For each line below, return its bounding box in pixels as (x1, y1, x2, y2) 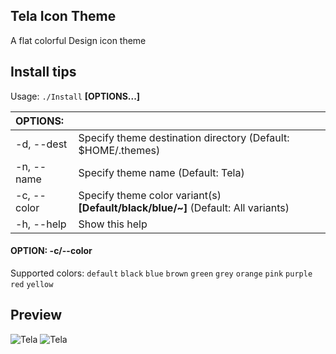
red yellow (10, 279, 54, 289)
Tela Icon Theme (10, 8, 117, 25)
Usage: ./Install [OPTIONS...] (10, 90, 141, 102)
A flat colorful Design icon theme (10, 34, 147, 46)
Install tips (10, 64, 77, 81)
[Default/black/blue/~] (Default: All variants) (78, 200, 290, 214)
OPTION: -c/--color (10, 245, 93, 257)
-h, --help (15, 217, 67, 231)
